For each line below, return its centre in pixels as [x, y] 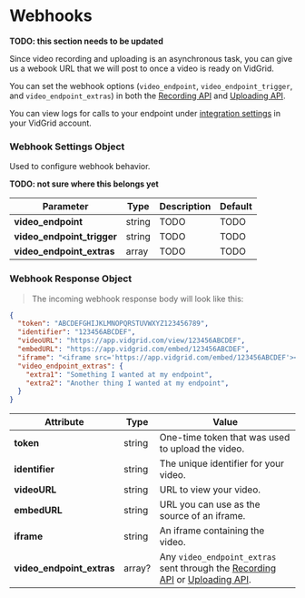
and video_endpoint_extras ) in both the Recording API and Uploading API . [148, 96]
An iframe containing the [212, 531]
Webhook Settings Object [67, 147]
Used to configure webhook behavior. [80, 167]
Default [236, 207]
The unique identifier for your [221, 463]
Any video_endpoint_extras [218, 557]
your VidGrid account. [51, 123]
